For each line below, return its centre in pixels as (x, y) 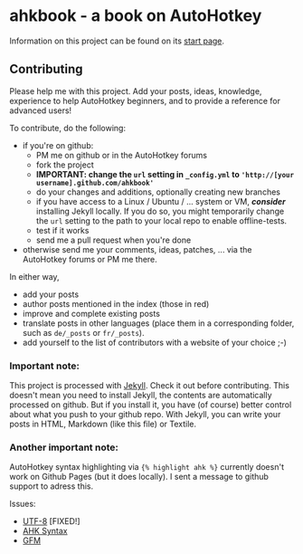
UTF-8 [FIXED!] (51, 521)
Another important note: (64, 447)
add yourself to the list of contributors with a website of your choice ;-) (155, 342)
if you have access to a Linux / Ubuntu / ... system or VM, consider (161, 201)
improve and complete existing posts (91, 313)
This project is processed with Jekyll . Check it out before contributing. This (149, 386)
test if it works (62, 230)
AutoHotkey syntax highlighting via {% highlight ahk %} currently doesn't (147, 467)
